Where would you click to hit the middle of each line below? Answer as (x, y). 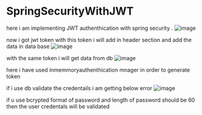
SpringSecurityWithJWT (70, 11)
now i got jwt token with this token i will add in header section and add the (99, 40)
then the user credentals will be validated (58, 106)
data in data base (28, 46)
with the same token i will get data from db (60, 58)
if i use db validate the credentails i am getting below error (79, 88)
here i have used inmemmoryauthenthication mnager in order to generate (98, 70)
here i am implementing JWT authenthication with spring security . (90, 28)
